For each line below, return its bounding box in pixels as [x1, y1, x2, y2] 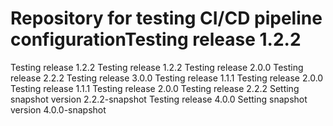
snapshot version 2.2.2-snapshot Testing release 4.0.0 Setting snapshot [10, 93, 308, 105]
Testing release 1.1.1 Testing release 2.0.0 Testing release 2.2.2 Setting [10, 82, 300, 94]
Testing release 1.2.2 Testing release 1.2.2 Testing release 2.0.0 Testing [10, 61, 304, 73]
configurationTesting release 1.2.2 [10, 28, 302, 51]
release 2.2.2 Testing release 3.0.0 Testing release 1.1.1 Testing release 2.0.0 [10, 72, 324, 84]
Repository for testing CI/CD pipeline [10, 7, 323, 30]
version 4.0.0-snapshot [10, 103, 107, 116]
